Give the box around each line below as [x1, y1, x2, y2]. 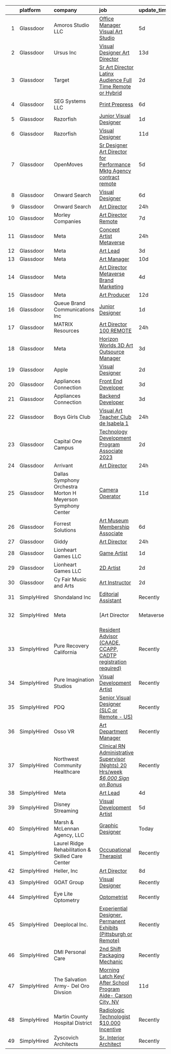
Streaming [53, 808, 79, 814]
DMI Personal [53, 949, 86, 955]
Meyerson [53, 496, 78, 503]
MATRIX [53, 321, 73, 328]
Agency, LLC [53, 832, 84, 838]
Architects [53, 1041, 78, 1047]
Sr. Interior [99, 1034, 125, 1041]
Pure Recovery [53, 642, 89, 649]
